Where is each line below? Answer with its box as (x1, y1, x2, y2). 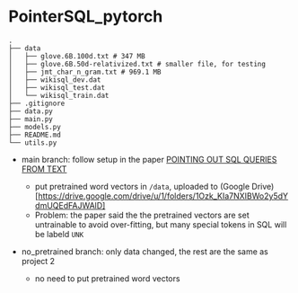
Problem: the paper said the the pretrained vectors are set (34, 209, 250, 220)
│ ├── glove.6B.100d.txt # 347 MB (8, 51, 145, 60)
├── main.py (8, 114, 53, 123)
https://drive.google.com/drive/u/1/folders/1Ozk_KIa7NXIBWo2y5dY (38, 191, 289, 201)
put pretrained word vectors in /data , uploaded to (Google (34, 181, 250, 191)
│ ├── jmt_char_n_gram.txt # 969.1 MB (8, 67, 162, 76)
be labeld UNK (34, 228, 84, 239)
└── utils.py (8, 138, 57, 147)
